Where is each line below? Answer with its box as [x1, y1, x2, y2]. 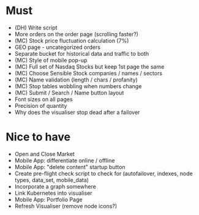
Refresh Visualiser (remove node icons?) [14, 202, 118, 209]
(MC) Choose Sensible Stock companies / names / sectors [14, 69, 163, 77]
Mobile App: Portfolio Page [14, 195, 83, 203]
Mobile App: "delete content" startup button [14, 163, 126, 170]
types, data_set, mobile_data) [14, 176, 89, 184]
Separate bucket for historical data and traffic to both [14, 50, 149, 57]
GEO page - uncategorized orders [14, 43, 100, 51]
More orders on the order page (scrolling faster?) [14, 30, 139, 37]
